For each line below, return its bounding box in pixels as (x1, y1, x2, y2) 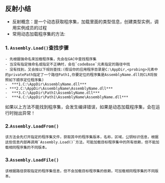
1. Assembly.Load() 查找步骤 (5, 44, 69, 51)
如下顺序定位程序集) (8, 78, 44, 82)
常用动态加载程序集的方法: (12, 31, 65, 37)
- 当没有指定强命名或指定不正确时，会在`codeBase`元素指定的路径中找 (5, 62, 130, 67)
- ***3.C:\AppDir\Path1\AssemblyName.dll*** (5, 90, 100, 96)
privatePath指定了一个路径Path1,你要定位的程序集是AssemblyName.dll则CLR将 (8, 73, 154, 78)
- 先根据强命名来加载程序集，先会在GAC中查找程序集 (5, 57, 97, 62)
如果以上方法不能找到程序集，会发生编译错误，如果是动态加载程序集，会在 (5, 104, 156, 110)
